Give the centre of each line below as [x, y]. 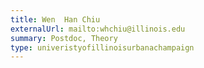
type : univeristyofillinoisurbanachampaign [102, 47]
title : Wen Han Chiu [55, 19]
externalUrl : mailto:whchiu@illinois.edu [98, 29]
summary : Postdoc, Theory [64, 38]
